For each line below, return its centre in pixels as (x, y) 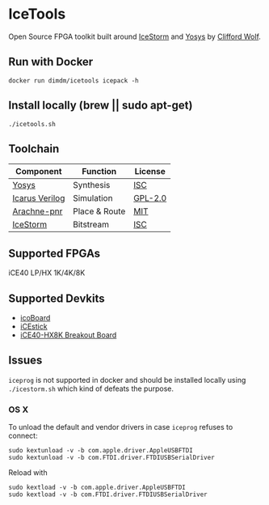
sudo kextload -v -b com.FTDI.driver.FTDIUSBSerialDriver (108, 494)
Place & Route (99, 211)
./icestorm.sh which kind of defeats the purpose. (91, 388)
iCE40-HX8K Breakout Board (68, 335)
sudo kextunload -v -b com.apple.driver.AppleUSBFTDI (101, 451)
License (150, 172)
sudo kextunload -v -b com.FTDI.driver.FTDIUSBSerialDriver (112, 458)
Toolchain (34, 149)
